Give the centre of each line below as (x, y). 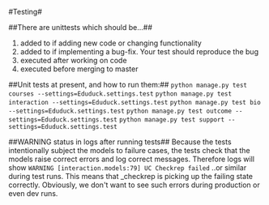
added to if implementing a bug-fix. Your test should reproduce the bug (139, 51)
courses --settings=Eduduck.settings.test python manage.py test (120, 94)
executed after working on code (73, 60)
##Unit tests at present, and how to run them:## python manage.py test (128, 85)
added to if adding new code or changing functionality (111, 43)
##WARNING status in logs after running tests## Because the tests (120, 142)
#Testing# (26, 12)
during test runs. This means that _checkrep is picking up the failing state (131, 176)
